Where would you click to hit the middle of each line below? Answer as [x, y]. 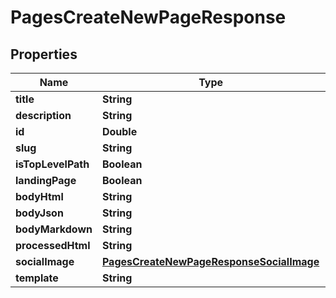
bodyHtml [39, 196]
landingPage [46, 180]
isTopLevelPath [52, 164]
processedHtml [53, 245]
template [37, 278]
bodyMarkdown [54, 229]
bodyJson [39, 213]
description [43, 115]
